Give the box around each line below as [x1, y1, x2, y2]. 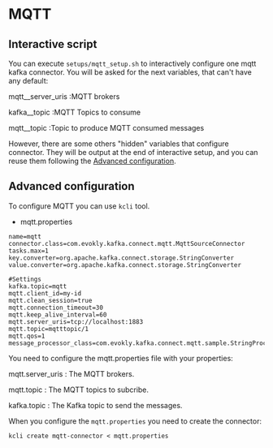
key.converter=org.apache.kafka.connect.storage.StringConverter [8, 253, 234, 262]
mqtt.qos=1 [8, 332, 45, 340]
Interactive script [8, 37, 97, 51]
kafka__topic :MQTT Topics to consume [8, 107, 141, 117]
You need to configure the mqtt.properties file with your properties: [8, 353, 233, 363]
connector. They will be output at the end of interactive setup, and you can [8, 148, 258, 157]
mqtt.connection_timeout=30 [8, 304, 104, 312]
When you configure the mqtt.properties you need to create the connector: [8, 416, 262, 426]
